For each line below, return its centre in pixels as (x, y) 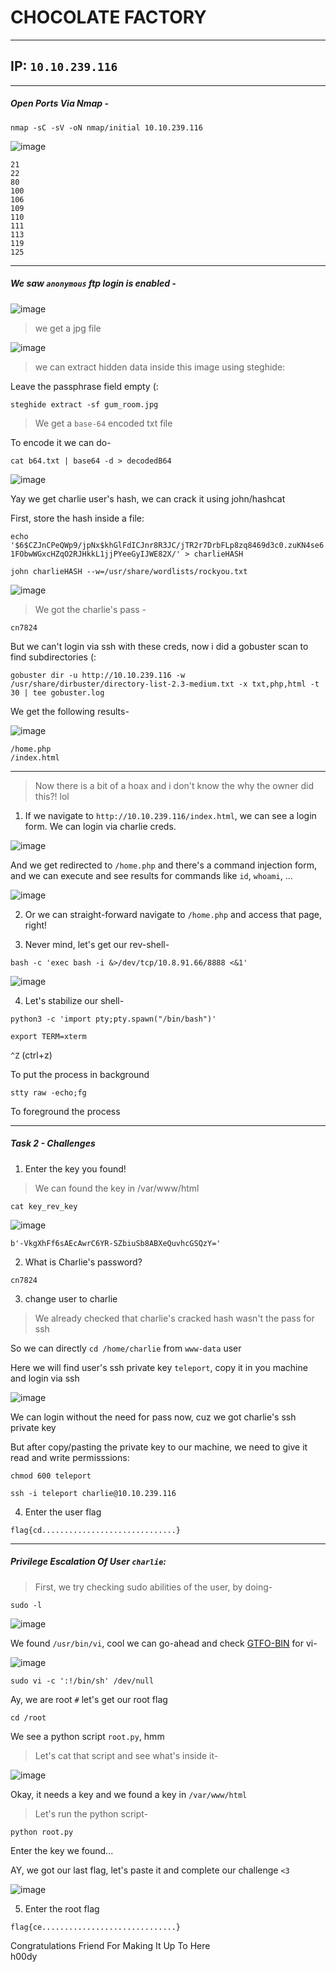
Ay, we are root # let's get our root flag (89, 1699)
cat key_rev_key (44, 1206)
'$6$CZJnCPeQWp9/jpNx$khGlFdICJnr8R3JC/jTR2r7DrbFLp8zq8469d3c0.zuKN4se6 (167, 545)
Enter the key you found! (75, 1168)
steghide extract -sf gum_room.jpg (84, 404)
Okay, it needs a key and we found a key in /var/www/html (129, 1794)
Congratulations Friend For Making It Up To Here (110, 1945)
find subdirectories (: (53, 657)
